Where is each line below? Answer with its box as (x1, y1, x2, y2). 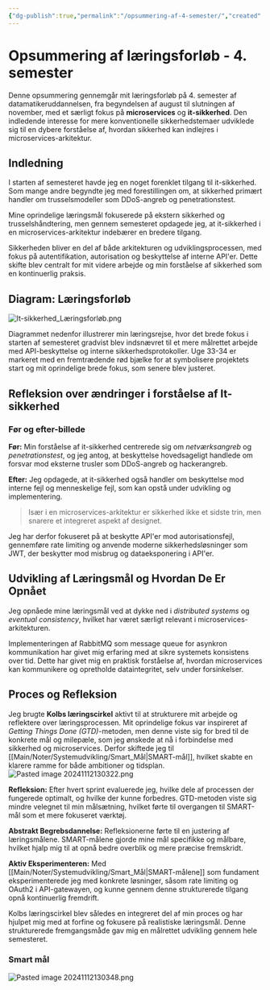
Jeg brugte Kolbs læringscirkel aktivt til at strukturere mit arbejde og (8, 709, 238, 719)
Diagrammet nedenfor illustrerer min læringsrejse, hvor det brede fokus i (8, 329, 249, 339)
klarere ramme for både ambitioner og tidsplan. (8, 760, 165, 770)
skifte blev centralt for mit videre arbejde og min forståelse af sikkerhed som (8, 260, 263, 270)
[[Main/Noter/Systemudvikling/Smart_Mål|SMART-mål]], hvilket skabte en (8, 752, 253, 761)
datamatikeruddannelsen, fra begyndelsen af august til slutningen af (8, 98, 235, 109)
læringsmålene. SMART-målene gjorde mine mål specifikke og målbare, (8, 835, 247, 844)
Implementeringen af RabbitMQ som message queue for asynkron (8, 638, 227, 648)
